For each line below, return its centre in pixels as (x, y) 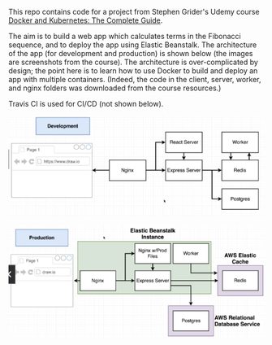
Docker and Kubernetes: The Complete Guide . (86, 20)
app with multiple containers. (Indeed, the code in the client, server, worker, (135, 79)
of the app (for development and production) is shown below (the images (131, 53)
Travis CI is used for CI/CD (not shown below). (86, 104)
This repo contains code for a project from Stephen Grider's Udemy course (134, 12)
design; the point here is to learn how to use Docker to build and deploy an (133, 71)
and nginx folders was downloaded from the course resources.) (115, 88)
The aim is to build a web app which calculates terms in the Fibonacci (125, 36)
